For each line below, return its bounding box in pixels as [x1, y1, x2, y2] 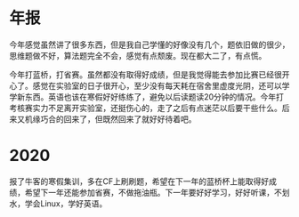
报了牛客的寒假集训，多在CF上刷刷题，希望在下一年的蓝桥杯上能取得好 [9, 175, 270, 187]
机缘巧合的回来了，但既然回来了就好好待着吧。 [24, 113, 197, 125]
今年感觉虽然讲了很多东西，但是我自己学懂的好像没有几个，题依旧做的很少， [9, 39, 290, 50]
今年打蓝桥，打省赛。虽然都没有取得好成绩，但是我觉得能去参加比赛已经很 [9, 68, 282, 80]
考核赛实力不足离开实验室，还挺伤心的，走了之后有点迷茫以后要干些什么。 [9, 102, 282, 113]
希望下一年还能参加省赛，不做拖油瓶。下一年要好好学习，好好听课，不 [24, 187, 282, 197]
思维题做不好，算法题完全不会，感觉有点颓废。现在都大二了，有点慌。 [9, 50, 267, 60]
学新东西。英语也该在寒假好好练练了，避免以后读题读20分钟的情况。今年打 [9, 91, 285, 102]
